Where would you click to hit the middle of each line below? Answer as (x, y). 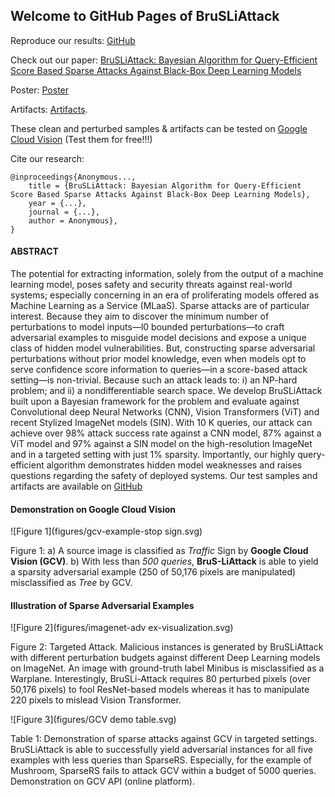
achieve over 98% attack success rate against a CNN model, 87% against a (166, 433)
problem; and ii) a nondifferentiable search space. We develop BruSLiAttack (166, 391)
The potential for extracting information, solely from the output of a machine (167, 274)
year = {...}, (57, 203)
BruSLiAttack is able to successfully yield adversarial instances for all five (161, 750)
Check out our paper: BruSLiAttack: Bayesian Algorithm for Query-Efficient (164, 60)
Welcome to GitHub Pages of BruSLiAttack (145, 16)
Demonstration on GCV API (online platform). (102, 781)
